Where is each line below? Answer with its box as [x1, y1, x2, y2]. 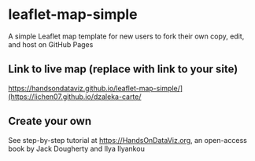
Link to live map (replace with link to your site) [8, 63, 238, 76]
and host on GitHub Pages [8, 39, 94, 49]
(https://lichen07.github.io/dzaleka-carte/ [8, 92, 142, 101]
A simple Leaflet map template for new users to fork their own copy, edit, [8, 31, 245, 41]
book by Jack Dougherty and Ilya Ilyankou [8, 144, 146, 153]
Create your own [8, 115, 92, 128]
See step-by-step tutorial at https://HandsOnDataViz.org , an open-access [8, 135, 248, 145]
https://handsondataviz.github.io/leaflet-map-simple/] [8, 83, 183, 93]
